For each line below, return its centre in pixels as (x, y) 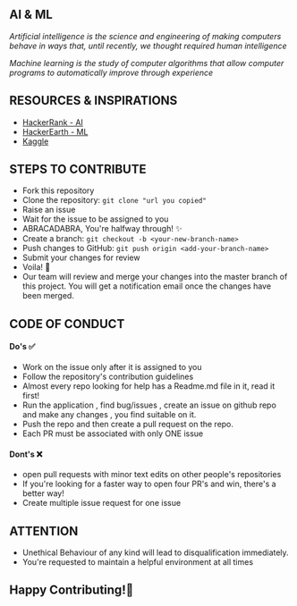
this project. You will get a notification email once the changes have (146, 286)
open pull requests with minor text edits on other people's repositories (152, 475)
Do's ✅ (22, 347)
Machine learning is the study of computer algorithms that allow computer (147, 63)
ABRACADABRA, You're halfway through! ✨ (102, 229)
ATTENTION (44, 531)
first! (31, 396)
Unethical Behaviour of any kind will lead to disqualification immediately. (155, 552)
